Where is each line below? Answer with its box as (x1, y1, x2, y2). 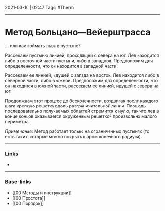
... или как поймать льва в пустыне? (5, 42, 81, 49)
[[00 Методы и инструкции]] (12, 190, 72, 196)
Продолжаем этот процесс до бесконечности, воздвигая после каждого (5, 98, 158, 104)
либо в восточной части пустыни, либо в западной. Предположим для (5, 57, 153, 64)
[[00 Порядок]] (12, 200, 44, 206)
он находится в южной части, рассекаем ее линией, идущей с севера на (5, 83, 159, 89)
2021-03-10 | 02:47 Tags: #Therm (5, 5, 74, 10)
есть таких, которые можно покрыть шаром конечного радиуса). (5, 133, 142, 139)
